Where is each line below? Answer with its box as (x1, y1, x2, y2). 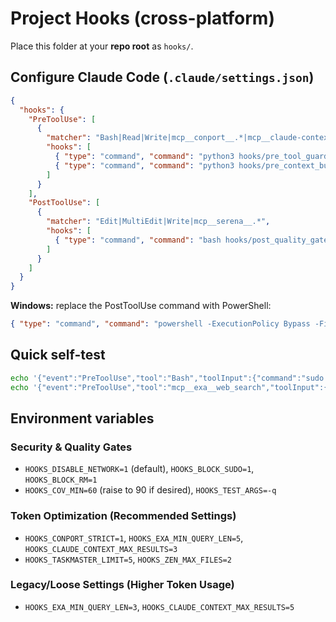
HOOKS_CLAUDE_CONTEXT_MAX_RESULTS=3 (24, 544, 178, 554)
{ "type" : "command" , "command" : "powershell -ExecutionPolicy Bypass (10, 319, 311, 329)
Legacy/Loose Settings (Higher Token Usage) (10, 578, 235, 592)
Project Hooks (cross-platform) (10, 7, 275, 30)
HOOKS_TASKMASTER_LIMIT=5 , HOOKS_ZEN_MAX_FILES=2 (24, 553, 232, 565)
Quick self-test (10, 347, 106, 364)
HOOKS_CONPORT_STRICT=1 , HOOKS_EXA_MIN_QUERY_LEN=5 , (24, 532, 244, 544)
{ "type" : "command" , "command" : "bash (54, 235, 222, 245)
